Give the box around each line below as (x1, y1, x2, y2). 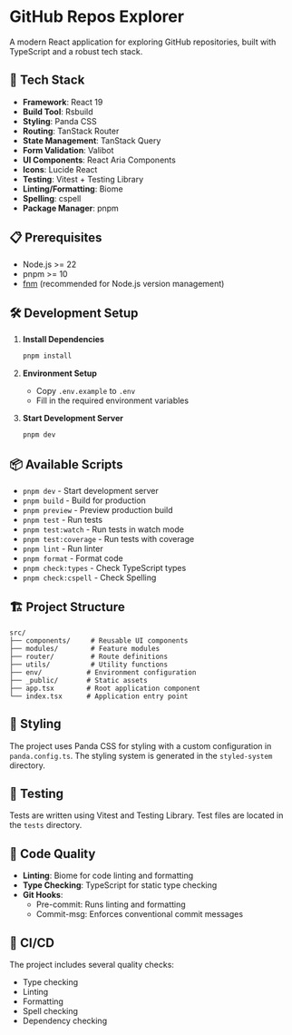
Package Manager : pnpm (22, 202, 120, 213)
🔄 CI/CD (9, 935, 55, 951)
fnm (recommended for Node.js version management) (22, 278, 225, 289)
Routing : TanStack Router (22, 125, 120, 136)
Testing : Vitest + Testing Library (22, 173, 144, 184)
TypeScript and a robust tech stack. (9, 45, 143, 56)
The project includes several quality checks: (9, 960, 175, 970)
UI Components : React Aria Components (22, 154, 177, 165)
